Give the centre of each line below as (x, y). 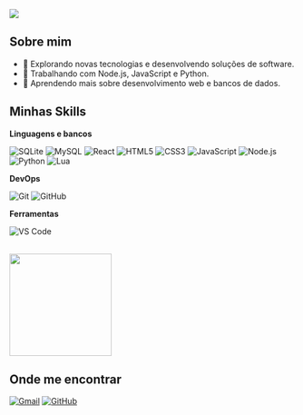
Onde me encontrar (66, 380)
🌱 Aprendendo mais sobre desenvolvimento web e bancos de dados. (151, 83)
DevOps (25, 178)
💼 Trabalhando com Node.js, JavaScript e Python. (116, 74)
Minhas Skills (48, 112)
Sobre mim (41, 42)
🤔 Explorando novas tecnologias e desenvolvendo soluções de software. (158, 64)
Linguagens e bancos (51, 133)
